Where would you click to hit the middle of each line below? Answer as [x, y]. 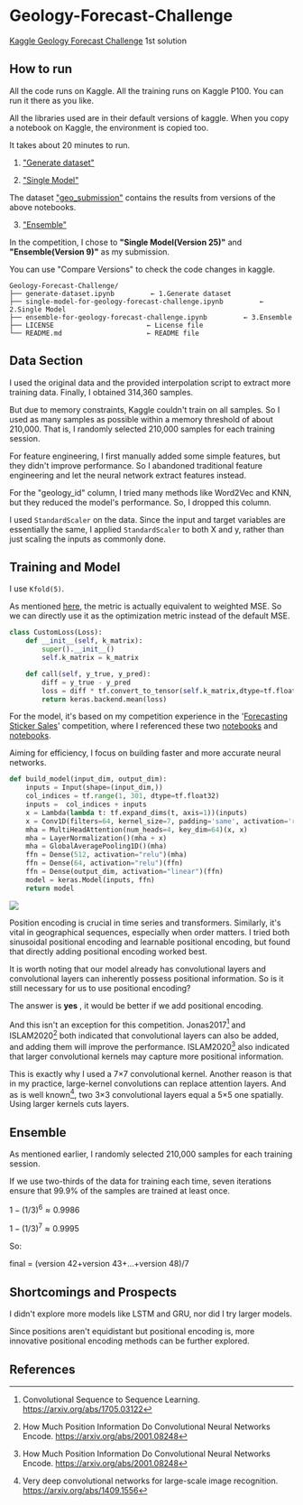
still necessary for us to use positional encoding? [100, 988]
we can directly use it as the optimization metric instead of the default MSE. [150, 616]
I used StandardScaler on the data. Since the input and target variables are [147, 519]
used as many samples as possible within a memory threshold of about [141, 419]
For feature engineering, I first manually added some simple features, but [145, 456]
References [42, 1369]
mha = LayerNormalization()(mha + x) [96, 838]
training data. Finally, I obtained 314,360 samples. [101, 392]
